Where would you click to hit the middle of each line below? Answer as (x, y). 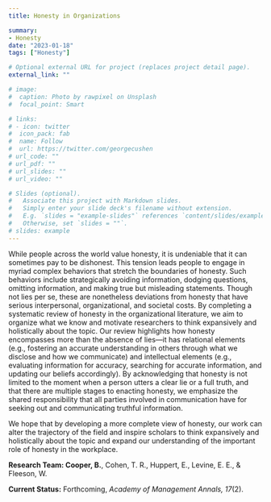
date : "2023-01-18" (41, 45)
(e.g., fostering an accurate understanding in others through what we (123, 348)
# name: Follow (35, 142)
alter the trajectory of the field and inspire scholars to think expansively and (134, 432)
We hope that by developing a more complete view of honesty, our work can (135, 423)
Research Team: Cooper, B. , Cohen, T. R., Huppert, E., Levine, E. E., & (125, 465)
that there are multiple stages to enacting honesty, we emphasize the (123, 391)
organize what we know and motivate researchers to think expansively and (133, 322)
